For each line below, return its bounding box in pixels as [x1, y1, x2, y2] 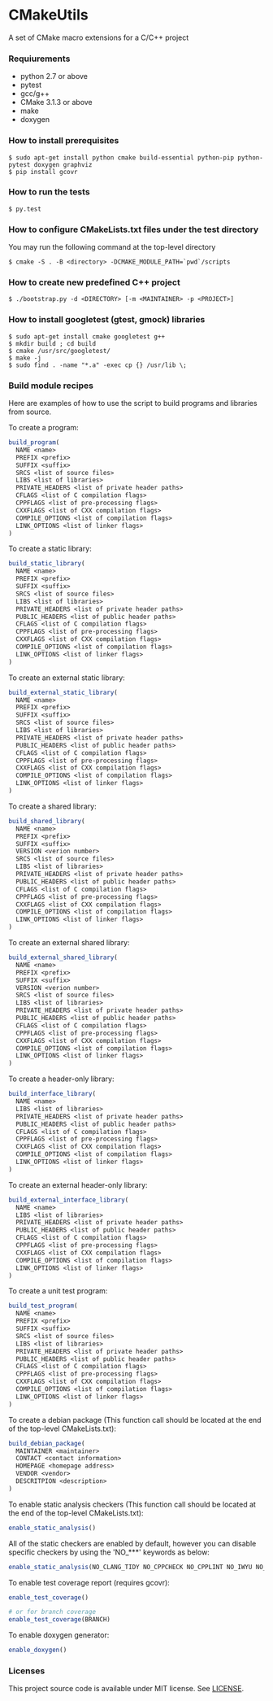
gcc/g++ [19, 89, 50, 98]
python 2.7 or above [19, 72, 88, 81]
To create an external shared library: [8, 938, 130, 948]
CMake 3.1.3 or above [19, 98, 93, 107]
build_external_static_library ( [8, 688, 118, 696]
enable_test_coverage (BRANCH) [8, 1616, 111, 1624]
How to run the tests [8, 186, 91, 198]
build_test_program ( [8, 1302, 79, 1311]
